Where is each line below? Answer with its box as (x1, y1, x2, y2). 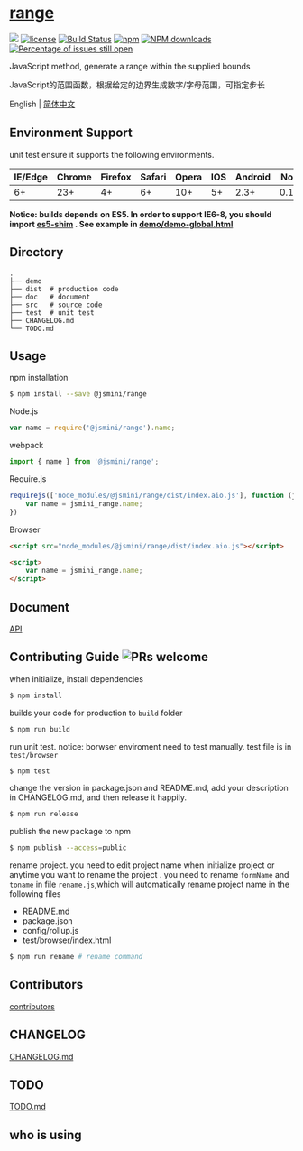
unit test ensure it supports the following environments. (9, 149, 215, 160)
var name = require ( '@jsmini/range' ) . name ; (9, 423, 176, 433)
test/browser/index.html (22, 935, 112, 945)
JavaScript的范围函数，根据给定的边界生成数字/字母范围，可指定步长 (9, 79, 266, 90)
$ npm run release (9, 810, 78, 819)
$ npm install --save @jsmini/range (9, 390, 147, 399)
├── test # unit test (9, 308, 95, 318)
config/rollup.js (22, 925, 79, 936)
